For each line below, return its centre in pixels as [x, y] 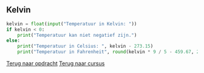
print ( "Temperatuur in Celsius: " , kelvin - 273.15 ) [85, 46]
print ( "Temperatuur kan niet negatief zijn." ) [77, 35]
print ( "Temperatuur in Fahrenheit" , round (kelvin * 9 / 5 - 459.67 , [106, 52]
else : [13, 41]
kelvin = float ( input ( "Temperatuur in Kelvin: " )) [72, 24]
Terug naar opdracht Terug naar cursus [56, 63]
